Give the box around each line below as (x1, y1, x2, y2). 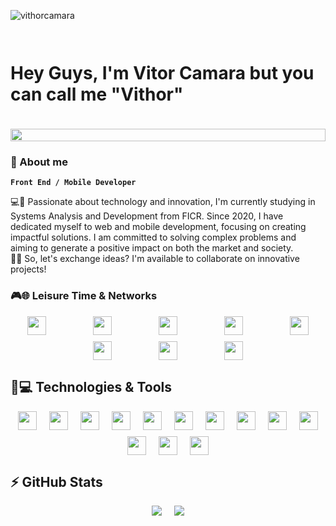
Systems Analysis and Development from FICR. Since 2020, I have (10, 210, 284, 222)
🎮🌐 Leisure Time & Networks (10, 289, 158, 303)
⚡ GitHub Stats (10, 473, 103, 490)
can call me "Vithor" (10, 83, 184, 106)
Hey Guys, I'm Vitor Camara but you (10, 62, 315, 85)
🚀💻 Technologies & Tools (10, 379, 173, 396)
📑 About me (10, 155, 68, 169)
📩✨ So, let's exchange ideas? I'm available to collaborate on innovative (10, 253, 300, 265)
